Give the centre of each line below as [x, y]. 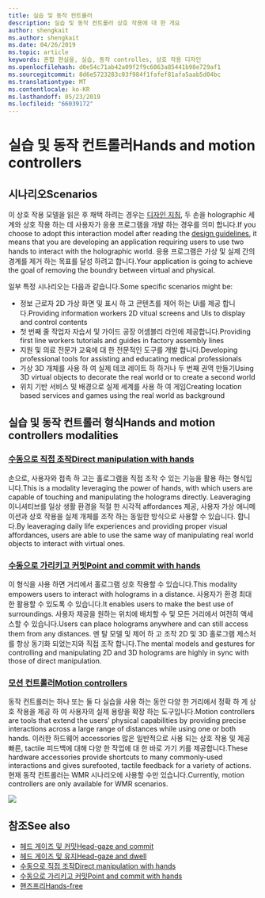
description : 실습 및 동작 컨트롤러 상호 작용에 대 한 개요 [94, 23]
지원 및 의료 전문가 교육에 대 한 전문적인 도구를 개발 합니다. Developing [129, 350]
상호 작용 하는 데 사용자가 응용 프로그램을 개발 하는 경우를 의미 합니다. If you [139, 225]
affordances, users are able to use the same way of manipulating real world [131, 535]
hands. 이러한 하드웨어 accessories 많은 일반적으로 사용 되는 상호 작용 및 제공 [129, 739]
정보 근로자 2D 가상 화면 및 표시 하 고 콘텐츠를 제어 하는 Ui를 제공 [120, 304]
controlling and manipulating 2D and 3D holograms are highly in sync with [129, 653]
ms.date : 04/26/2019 [42, 45]
